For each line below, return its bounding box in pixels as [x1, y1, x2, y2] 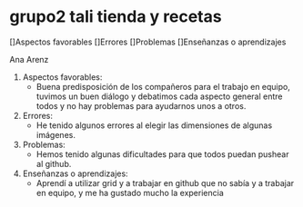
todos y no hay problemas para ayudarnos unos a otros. [35, 100, 247, 111]
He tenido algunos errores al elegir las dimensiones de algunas [35, 120, 273, 131]
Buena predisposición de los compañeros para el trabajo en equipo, [35, 81, 291, 92]
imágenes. [35, 129, 76, 140]
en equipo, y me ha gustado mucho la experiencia [35, 187, 225, 198]
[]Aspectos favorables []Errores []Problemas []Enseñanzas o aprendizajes [9, 36, 287, 47]
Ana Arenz [9, 54, 49, 64]
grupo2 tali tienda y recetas [9, 6, 222, 27]
